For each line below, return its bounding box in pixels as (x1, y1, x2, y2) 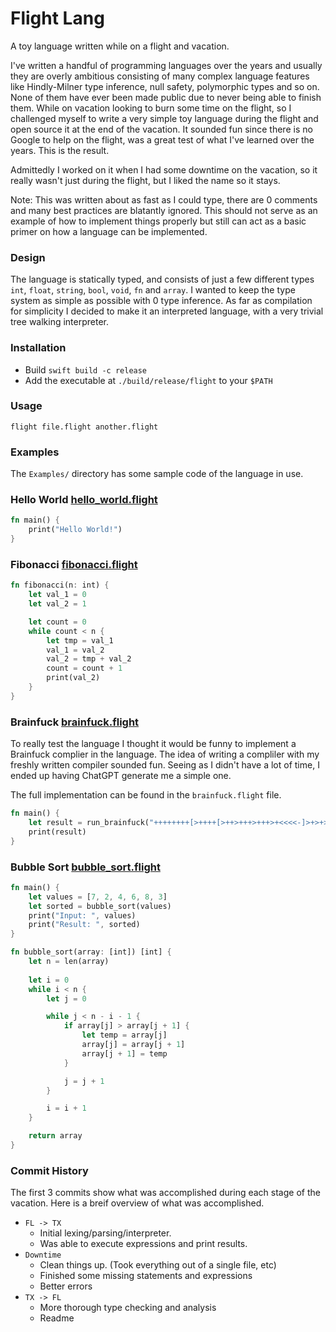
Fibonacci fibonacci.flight (10, 557, 138, 571)
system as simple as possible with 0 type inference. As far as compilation (10, 295, 313, 307)
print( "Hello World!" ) (28, 525, 123, 535)
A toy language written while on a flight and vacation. (10, 40, 230, 52)
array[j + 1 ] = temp (81, 1048, 168, 1059)
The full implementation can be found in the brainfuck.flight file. (10, 789, 282, 801)
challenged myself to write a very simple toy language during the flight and (10, 112, 319, 124)
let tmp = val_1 (46, 635, 114, 646)
